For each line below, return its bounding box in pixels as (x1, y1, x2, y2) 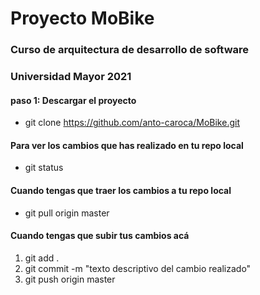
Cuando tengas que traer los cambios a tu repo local (10, 185, 232, 197)
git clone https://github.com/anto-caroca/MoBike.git (24, 117, 240, 129)
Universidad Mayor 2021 (10, 70, 132, 84)
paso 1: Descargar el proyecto (10, 94, 137, 106)
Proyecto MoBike (10, 7, 155, 30)
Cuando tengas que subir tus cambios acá (10, 230, 190, 242)
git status (24, 162, 64, 174)
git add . (24, 252, 60, 264)
